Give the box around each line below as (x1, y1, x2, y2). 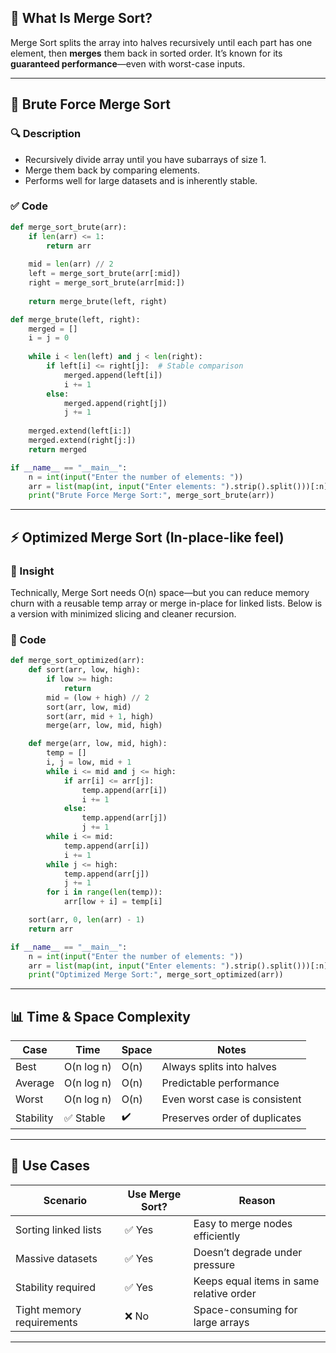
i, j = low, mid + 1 (46, 757, 132, 768)
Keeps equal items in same (193, 1274, 320, 1288)
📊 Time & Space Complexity (10, 1008, 191, 1025)
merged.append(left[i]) (63, 370, 163, 380)
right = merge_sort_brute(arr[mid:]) (28, 278, 186, 288)
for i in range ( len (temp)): (46, 887, 163, 898)
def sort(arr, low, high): (28, 665, 141, 675)
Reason (238, 1193, 276, 1207)
